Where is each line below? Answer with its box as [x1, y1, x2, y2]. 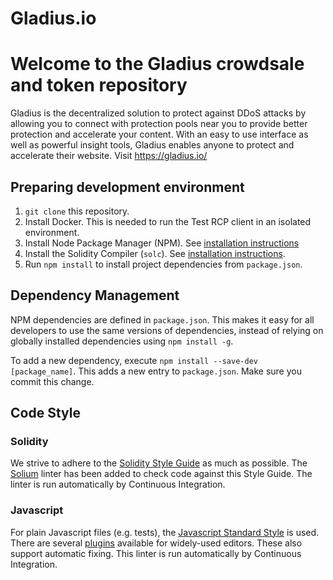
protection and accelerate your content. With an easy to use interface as [10, 128, 309, 141]
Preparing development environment [10, 178, 245, 196]
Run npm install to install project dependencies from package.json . [24, 258, 303, 270]
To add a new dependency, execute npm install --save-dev [10, 354, 258, 366]
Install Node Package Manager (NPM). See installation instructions [24, 237, 300, 249]
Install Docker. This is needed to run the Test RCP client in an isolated [24, 215, 312, 227]
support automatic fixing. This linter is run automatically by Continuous [10, 547, 302, 559]
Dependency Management [10, 287, 180, 304]
